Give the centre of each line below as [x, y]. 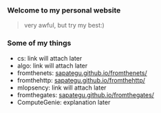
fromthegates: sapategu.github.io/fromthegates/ [86, 94]
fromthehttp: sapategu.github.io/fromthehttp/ [81, 80]
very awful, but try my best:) [64, 25]
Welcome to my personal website [64, 10]
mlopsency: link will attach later [62, 88]
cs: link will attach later [50, 58]
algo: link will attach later [52, 65]
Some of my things [39, 43]
